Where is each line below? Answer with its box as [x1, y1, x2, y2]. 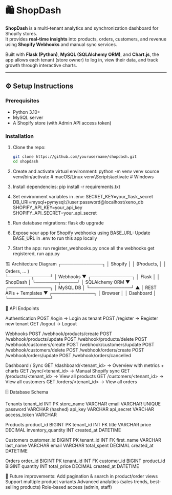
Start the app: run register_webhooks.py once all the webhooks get [12, 245, 155, 251]
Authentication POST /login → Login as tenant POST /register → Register [5, 315, 159, 321]
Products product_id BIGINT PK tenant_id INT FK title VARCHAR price [5, 421, 152, 427]
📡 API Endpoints [5, 305, 39, 311]
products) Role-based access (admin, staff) [20, 484, 113, 490]
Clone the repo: [12, 144, 46, 150]
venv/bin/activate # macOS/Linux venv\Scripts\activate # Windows [12, 173, 154, 180]
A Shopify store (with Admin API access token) [12, 119, 112, 126]
